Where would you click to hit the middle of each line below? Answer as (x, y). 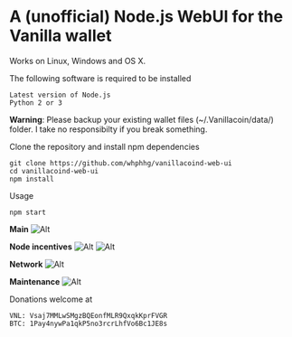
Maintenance (35, 281)
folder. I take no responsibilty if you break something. (108, 129)
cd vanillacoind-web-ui (54, 171)
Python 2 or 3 (36, 103)
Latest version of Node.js (60, 95)
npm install (32, 179)
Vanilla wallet (61, 36)
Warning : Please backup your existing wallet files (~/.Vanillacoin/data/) (141, 119)
